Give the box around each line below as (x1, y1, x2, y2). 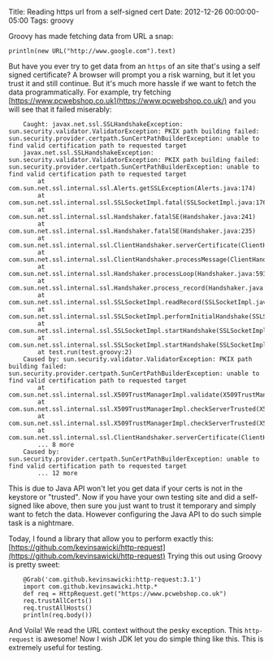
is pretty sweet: (8, 560, 61, 569)
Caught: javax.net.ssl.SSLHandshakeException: (23, 120, 184, 129)
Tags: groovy (29, 15, 75, 25)
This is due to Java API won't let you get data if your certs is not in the (8, 483, 243, 493)
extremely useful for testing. (8, 643, 103, 652)
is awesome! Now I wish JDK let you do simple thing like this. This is (36, 634, 264, 644)
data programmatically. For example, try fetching (8, 87, 171, 97)
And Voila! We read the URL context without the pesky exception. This (8, 626, 243, 635)
